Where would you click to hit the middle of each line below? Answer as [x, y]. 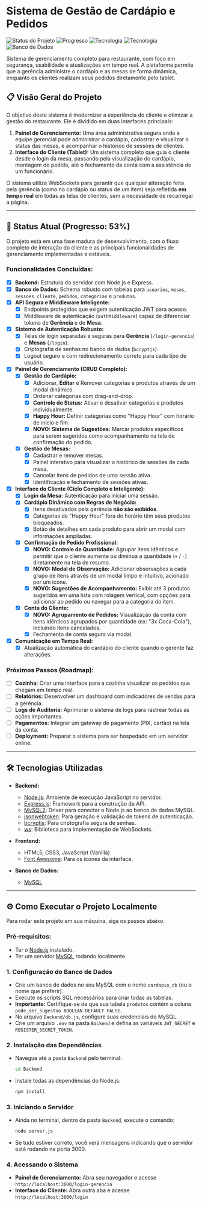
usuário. [34, 363]
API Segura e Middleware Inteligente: [62, 302]
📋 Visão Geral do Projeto [54, 97]
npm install [30, 1092]
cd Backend [29, 1069]
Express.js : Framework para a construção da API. [85, 803]
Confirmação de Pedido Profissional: [71, 542]
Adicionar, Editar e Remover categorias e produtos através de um [114, 382]
